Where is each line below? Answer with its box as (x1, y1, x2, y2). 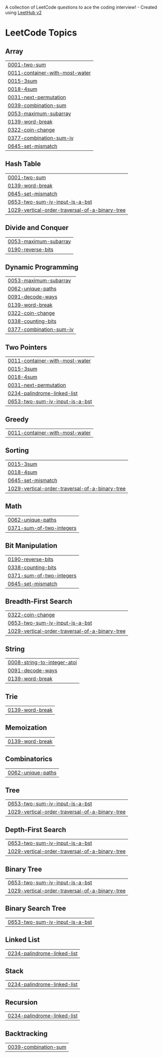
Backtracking (5, 1029, 48, 1038)
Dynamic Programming (5, 263, 78, 272)
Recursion (5, 998, 38, 1006)
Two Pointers (5, 343, 47, 351)
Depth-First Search (5, 825, 66, 834)
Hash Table (5, 160, 41, 168)
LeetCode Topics (5, 27, 77, 39)
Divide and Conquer (5, 224, 69, 232)
